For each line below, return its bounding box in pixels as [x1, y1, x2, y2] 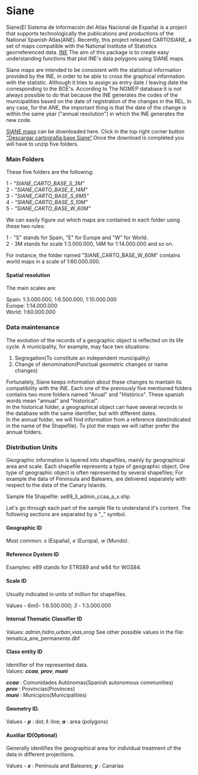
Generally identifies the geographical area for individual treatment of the [6, 744, 181, 752]
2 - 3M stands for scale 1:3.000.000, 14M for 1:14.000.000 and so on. [6, 240, 174, 248]
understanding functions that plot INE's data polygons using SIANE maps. [6, 55, 185, 62]
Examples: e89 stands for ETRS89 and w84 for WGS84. [6, 564, 141, 571]
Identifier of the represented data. [6, 661, 88, 668]
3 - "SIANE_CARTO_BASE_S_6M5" [6, 193, 90, 200]
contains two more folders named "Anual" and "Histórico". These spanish [6, 391, 184, 398]
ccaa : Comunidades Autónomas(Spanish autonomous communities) [6, 679, 174, 686]
